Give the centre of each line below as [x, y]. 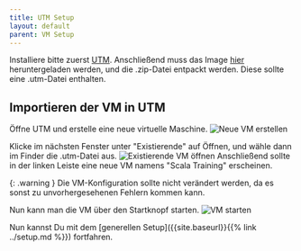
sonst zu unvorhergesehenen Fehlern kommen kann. [107, 193]
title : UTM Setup [42, 18]
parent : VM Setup [42, 34]
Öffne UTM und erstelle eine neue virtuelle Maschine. [109, 129]
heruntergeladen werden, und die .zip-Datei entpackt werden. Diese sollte [147, 69]
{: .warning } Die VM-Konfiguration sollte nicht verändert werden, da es [142, 183]
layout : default [40, 26]
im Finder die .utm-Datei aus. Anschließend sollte [150, 156]
